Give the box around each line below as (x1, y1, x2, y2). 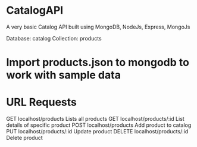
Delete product (6, 135, 43, 142)
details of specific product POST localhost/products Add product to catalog (6, 121, 192, 129)
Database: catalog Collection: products (6, 35, 102, 42)
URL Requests (6, 96, 77, 109)
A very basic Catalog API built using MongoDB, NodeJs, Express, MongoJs (6, 23, 190, 30)
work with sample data (6, 68, 121, 82)
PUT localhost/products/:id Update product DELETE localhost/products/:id (6, 128, 189, 135)
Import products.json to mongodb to (6, 56, 189, 69)
